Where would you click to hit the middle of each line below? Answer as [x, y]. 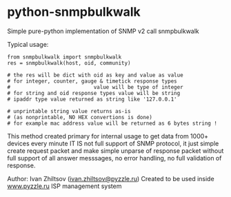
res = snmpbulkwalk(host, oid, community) [69, 63]
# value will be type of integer [96, 87]
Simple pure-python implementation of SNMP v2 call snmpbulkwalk [103, 31]
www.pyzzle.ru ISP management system [64, 186]
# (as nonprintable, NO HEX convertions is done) [80, 117]
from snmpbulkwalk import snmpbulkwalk [64, 57]
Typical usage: [28, 44]
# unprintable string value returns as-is [69, 111]
